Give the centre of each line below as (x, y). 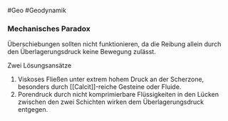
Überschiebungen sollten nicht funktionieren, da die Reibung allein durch (114, 44)
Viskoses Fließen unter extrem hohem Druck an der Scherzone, (111, 79)
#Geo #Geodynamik (37, 10)
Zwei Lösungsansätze (40, 65)
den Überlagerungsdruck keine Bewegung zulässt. (82, 52)
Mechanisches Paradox (49, 28)
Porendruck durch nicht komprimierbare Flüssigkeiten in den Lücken (118, 95)
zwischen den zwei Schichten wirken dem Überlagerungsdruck (111, 102)
